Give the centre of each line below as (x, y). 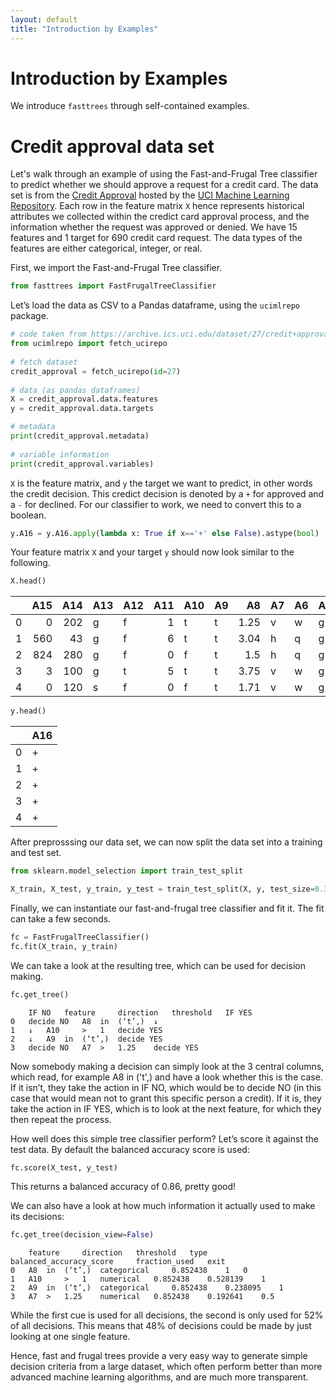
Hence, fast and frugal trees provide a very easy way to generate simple (159, 1356)
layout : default (44, 19)
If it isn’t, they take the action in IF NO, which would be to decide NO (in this (166, 1087)
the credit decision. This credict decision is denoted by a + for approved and (167, 493)
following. (30, 563)
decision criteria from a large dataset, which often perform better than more (166, 1367)
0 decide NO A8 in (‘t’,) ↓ (84, 1021)
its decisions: (37, 1217)
